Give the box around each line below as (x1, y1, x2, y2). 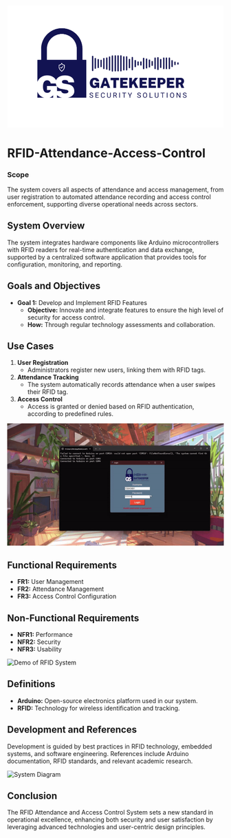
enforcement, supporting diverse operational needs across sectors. (7, 200, 198, 208)
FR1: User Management (16, 578, 84, 586)
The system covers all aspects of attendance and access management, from (7, 185, 224, 193)
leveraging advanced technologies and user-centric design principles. (7, 823, 206, 831)
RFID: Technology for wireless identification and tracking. (16, 704, 180, 712)
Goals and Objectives (7, 280, 101, 292)
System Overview (7, 220, 85, 232)
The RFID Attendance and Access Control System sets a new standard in (7, 808, 214, 817)
